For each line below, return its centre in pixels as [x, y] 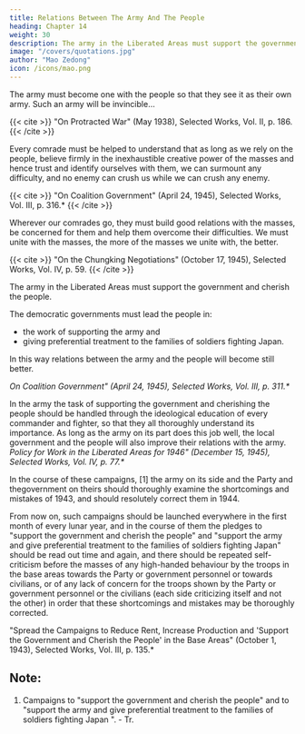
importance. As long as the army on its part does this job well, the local [142, 432]
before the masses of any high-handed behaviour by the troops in [166, 564]
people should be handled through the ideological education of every [139, 413]
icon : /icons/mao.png [50, 69]
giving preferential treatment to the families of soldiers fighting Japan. [153, 341]
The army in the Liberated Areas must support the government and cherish [150, 286]
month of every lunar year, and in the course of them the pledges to [136, 526]
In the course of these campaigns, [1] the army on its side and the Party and [151, 479]
